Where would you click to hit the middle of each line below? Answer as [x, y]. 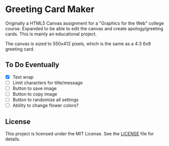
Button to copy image [35, 94]
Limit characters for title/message [48, 83]
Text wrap [23, 77]
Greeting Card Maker [50, 9]
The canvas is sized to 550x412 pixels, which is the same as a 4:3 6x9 [78, 43]
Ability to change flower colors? [45, 105]
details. [13, 139]
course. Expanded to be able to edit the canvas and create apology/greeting [84, 28]
